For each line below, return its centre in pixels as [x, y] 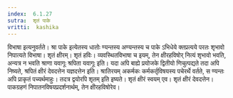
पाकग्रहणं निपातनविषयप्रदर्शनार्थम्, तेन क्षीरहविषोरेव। [64, 87]
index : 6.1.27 [30, 14]
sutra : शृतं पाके [29, 21]
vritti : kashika [33, 27]
